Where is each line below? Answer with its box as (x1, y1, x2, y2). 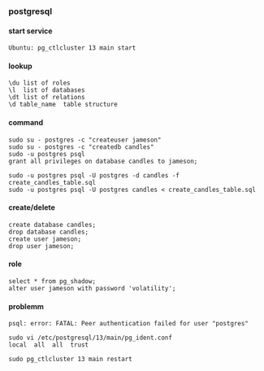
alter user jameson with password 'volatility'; (8, 284, 176, 292)
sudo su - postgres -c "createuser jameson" (8, 136, 162, 144)
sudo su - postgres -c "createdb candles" (8, 142, 154, 151)
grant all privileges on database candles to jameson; (8, 157, 198, 165)
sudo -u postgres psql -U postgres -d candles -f (8, 171, 180, 180)
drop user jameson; (8, 242, 75, 250)
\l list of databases (8, 86, 85, 94)
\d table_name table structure (8, 100, 118, 109)
